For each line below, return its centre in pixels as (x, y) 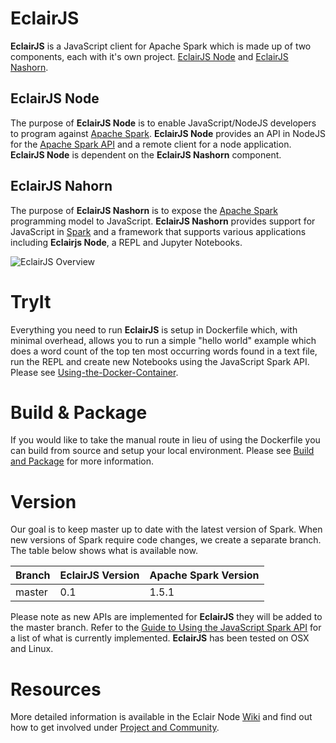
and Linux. (32, 649)
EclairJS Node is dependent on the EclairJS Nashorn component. (146, 154)
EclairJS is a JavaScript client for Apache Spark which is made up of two (161, 46)
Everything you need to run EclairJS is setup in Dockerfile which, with (154, 329)
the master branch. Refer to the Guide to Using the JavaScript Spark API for (166, 628)
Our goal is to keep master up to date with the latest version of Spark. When (166, 529)
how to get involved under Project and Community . (115, 728)
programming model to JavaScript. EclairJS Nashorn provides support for (163, 221)
